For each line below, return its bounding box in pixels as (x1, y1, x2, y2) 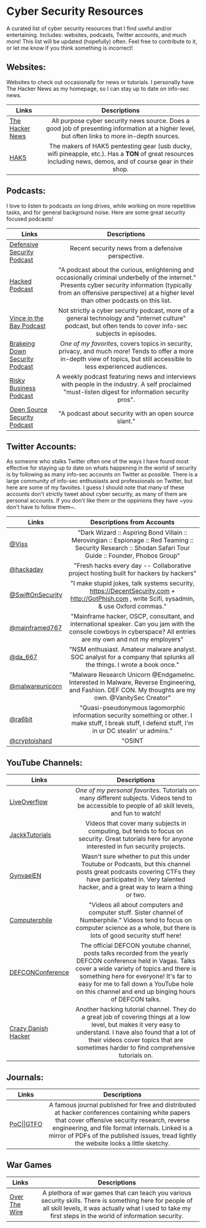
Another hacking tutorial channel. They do (75, 1005, 197, 1013)
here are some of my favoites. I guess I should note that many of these (6, 484, 185, 491)
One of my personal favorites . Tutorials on (75, 786, 197, 795)
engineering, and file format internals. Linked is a (52, 1124, 193, 1132)
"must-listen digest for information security (63, 387, 189, 396)
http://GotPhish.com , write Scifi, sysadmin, (70, 594, 195, 603)
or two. (125, 891, 146, 899)
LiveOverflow (9, 798, 48, 806)
